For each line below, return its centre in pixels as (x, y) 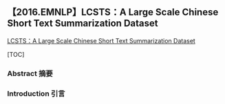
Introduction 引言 (36, 93)
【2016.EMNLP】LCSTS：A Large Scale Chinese (113, 12)
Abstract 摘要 (30, 73)
